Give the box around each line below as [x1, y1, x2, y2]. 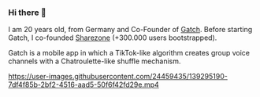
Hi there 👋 [8, 7, 47, 18]
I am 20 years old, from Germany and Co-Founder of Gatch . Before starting [8, 25, 253, 34]
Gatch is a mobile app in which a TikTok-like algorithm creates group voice [8, 48, 251, 58]
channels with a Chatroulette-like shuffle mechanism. [8, 56, 181, 66]
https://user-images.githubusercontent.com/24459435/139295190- [8, 72, 228, 81]
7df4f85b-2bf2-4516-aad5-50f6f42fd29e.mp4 [8, 80, 159, 89]
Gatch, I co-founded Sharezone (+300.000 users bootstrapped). [8, 33, 217, 42]
